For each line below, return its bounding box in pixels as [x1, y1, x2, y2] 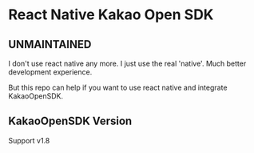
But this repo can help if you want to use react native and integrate [8, 83, 228, 92]
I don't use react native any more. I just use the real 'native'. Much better [8, 58, 247, 68]
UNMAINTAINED [8, 38, 92, 51]
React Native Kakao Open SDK [8, 6, 214, 24]
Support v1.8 [8, 135, 50, 145]
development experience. [8, 67, 93, 77]
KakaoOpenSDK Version [8, 115, 133, 128]
